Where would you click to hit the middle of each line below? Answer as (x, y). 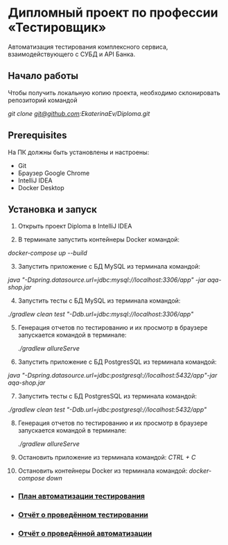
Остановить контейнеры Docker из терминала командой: (103, 471)
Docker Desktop (41, 187)
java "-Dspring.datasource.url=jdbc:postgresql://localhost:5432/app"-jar (113, 376)
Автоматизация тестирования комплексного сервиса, (88, 47)
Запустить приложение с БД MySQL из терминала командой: (109, 267)
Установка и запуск (53, 209)
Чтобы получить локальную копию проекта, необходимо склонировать (114, 92)
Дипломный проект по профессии (113, 13)
